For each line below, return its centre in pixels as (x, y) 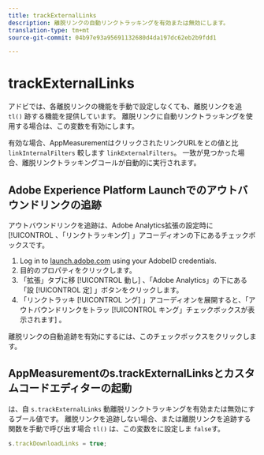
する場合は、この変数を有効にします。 (77, 126)
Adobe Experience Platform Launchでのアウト (123, 190)
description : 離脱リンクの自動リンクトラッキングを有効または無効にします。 (119, 23)
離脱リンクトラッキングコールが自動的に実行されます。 (111, 163)
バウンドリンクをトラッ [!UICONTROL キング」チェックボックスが (141, 310)
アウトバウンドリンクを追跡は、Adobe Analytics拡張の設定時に (111, 225)
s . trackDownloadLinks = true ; (58, 443)
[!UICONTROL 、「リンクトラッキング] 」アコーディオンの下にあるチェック (129, 235)
